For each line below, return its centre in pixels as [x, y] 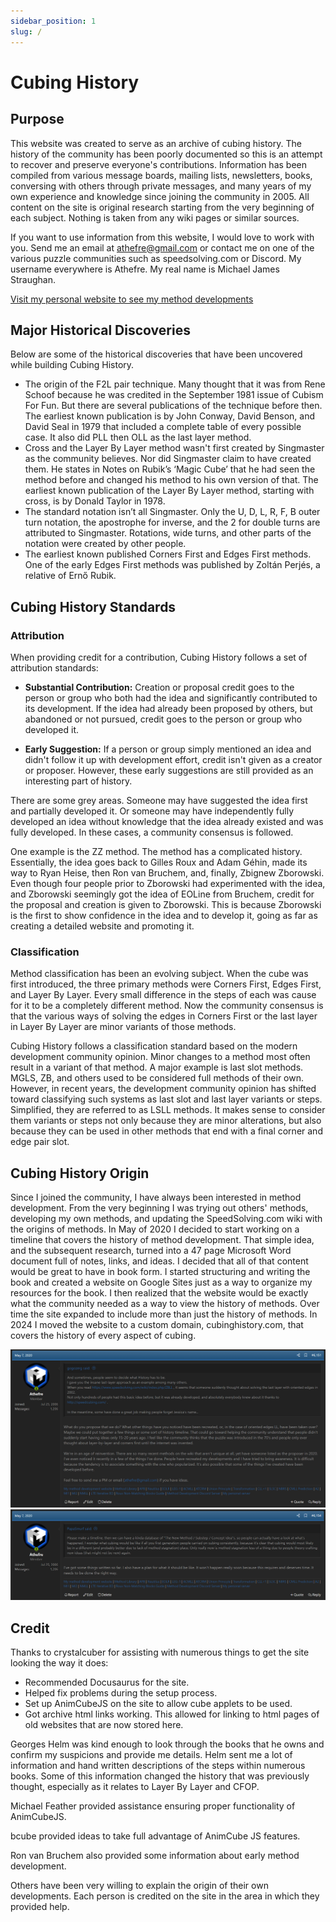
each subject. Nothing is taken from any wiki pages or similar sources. [155, 217]
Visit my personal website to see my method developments [132, 299]
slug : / [26, 31]
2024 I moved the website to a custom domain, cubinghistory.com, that [157, 1325]
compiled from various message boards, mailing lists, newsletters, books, [161, 175]
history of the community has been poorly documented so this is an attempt [166, 154]
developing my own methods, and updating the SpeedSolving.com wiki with [166, 1219]
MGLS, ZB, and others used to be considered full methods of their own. [157, 1078]
